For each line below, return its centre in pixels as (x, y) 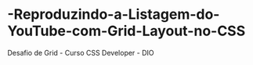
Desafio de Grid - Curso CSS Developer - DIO (81, 52)
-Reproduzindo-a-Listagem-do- (114, 14)
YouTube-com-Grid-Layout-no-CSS (127, 31)
